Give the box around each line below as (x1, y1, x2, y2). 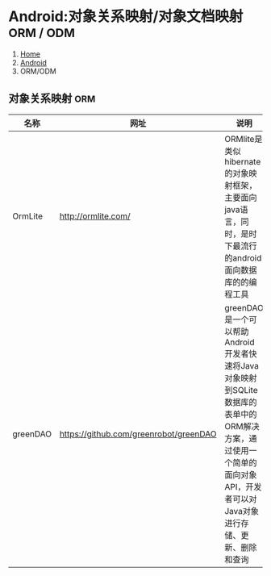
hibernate (224, 156, 261, 167)
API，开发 (224, 481, 262, 492)
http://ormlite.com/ (59, 211, 131, 222)
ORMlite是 (224, 133, 263, 144)
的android (224, 252, 262, 263)
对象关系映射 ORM (8, 92, 96, 106)
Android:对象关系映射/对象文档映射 (8, 7, 244, 26)
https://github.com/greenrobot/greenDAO (59, 428, 217, 440)
